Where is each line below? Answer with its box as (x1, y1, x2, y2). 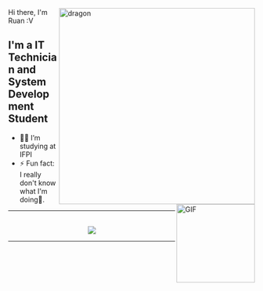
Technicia (8, 51, 57, 64)
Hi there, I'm (8, 8, 49, 16)
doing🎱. (19, 195, 45, 204)
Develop (8, 88, 49, 101)
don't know (19, 178, 56, 187)
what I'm (19, 186, 49, 195)
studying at (19, 141, 56, 151)
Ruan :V (8, 16, 34, 25)
